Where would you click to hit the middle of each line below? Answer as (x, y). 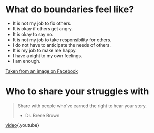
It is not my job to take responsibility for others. (62, 40)
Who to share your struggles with (77, 92)
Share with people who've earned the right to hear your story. (82, 106)
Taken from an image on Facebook (42, 71)
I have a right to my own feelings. (47, 56)
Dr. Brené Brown (42, 115)
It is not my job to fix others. (42, 23)
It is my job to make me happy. (45, 50)
